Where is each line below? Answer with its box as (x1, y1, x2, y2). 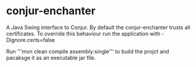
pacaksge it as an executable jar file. (6, 54, 97, 61)
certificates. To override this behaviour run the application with (6, 30, 161, 37)
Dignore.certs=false (6, 36, 55, 43)
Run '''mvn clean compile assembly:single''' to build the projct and (6, 47, 170, 55)
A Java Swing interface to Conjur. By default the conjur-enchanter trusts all (6, 24, 191, 31)
